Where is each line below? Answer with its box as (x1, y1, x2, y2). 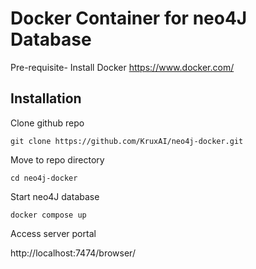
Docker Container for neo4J (10, 7, 248, 30)
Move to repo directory (10, 153, 105, 166)
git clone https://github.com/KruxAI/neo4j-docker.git (10, 136, 244, 146)
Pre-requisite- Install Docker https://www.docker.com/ (10, 61, 235, 73)
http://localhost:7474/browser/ (10, 247, 136, 259)
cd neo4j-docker (10, 173, 78, 183)
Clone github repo (10, 117, 85, 129)
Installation (10, 90, 82, 107)
